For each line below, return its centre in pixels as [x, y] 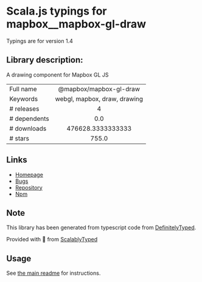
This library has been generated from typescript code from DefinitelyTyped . [101, 228]
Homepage [29, 174]
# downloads [28, 128]
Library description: [45, 60]
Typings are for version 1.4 [40, 41]
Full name [23, 89]
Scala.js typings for [57, 11]
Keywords [24, 98]
